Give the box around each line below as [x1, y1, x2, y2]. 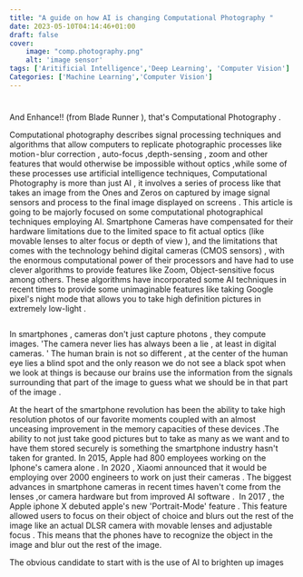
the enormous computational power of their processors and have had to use [9, 254, 295, 265]
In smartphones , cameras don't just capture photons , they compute [9, 328, 266, 339]
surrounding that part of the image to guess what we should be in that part [9, 376, 288, 387]
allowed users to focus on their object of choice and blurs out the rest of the [9, 510, 294, 521]
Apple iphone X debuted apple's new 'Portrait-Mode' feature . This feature [9, 501, 288, 512]
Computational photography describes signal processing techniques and [9, 129, 281, 140]
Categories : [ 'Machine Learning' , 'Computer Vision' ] [9, 73, 213, 82]
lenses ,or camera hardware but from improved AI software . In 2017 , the [9, 491, 285, 502]
